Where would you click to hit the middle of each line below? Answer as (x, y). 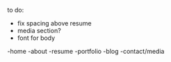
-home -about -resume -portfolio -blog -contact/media (86, 51)
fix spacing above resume (54, 23)
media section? (39, 31)
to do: (16, 10)
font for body (36, 38)
